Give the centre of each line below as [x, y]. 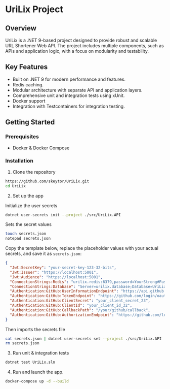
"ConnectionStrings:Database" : [43, 286]
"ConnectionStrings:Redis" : [39, 282]
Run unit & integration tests [41, 353]
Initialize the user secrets [31, 205]
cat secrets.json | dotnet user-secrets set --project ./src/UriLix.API [83, 339]
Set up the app [28, 196]
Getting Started [30, 122]
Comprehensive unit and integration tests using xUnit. [69, 95]
